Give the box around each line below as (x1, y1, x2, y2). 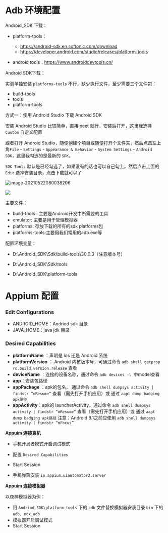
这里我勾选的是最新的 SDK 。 (16, 153, 73, 159)
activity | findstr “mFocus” (12, 420, 74, 426)
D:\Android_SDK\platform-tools (12, 271, 78, 277)
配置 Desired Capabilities (12, 451, 68, 458)
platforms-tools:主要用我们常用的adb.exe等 (12, 229, 102, 236)
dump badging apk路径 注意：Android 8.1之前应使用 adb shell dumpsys (12, 414, 156, 421)
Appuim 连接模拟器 (5, 482, 45, 489)
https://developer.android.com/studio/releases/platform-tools (20, 49, 148, 55)
